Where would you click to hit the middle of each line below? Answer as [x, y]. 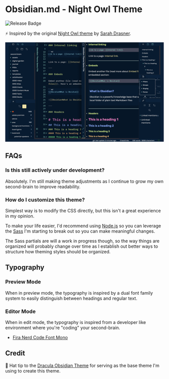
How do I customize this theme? [45, 199]
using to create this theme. [33, 371]
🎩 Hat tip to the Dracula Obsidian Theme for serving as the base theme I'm [82, 365]
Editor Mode [21, 311]
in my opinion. [20, 216]
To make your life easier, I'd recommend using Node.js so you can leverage [83, 226]
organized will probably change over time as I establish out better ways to [82, 246]
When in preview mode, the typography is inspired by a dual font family [79, 293]
